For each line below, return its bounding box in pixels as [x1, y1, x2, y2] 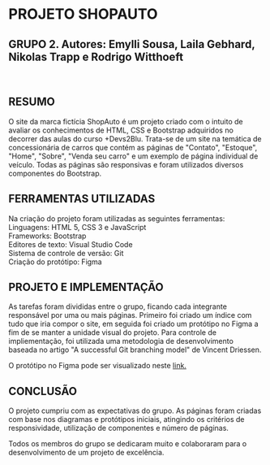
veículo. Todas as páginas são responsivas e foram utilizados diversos [8, 159, 244, 169]
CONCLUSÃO [8, 384, 77, 398]
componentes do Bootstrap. [8, 168, 102, 178]
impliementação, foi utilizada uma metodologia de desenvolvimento [8, 337, 234, 346]
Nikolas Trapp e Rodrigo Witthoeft [8, 50, 184, 63]
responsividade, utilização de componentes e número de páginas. [8, 424, 229, 433]
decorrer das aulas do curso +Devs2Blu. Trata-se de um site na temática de [8, 133, 262, 143]
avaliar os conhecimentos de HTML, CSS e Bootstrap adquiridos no [8, 125, 234, 135]
